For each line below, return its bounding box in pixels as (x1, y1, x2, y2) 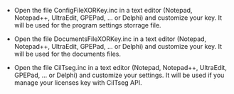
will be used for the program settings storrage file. (14, 21, 161, 29)
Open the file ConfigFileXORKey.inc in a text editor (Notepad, (14, 6, 193, 14)
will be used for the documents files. (14, 49, 121, 58)
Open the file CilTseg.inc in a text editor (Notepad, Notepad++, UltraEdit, (14, 64, 228, 71)
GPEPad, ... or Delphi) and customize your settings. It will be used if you (14, 71, 225, 79)
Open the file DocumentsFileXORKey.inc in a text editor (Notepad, (14, 35, 207, 43)
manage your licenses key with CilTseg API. (14, 78, 142, 87)
